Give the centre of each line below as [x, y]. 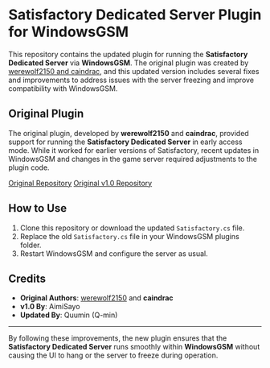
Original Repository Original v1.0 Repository [80, 183]
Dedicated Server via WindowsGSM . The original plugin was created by [129, 63]
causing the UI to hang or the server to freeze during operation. [113, 355]
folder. [31, 245]
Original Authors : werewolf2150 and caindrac [97, 298]
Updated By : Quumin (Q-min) [69, 315]
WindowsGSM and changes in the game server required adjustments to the [133, 159]
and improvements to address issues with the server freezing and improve [131, 80]
